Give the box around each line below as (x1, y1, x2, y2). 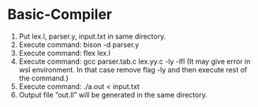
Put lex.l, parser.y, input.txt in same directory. (18, 31, 166, 41)
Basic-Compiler (7, 6, 112, 24)
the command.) (18, 73, 69, 83)
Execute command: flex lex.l (18, 48, 111, 57)
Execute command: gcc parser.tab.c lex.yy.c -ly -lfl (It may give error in (18, 57, 251, 66)
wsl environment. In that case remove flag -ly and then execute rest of (18, 65, 248, 74)
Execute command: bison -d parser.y (18, 39, 140, 49)
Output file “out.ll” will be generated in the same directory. (18, 90, 208, 99)
